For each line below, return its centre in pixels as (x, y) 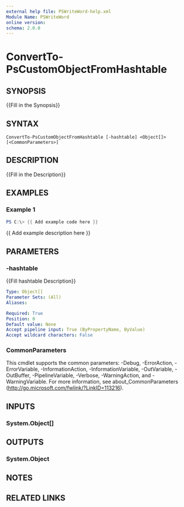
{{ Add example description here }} (48, 233)
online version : (26, 22)
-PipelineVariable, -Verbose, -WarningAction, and (91, 375)
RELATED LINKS (36, 498)
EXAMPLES (27, 193)
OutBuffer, (18, 375)
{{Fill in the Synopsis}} (33, 105)
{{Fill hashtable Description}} (41, 281)
